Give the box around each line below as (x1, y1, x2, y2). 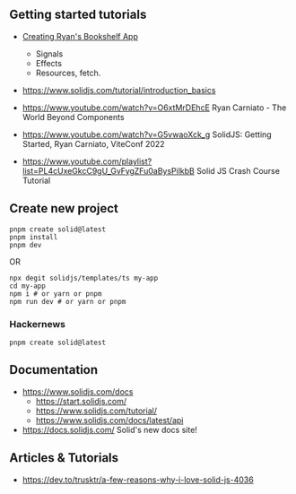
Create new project (9, 201, 118, 216)
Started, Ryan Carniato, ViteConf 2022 (22, 138, 165, 149)
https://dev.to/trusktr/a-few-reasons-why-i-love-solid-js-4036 (22, 474, 254, 485)
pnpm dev (9, 240, 42, 249)
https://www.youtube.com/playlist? (22, 156, 152, 167)
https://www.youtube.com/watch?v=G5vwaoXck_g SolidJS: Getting (22, 129, 272, 140)
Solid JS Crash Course (196, 165, 281, 176)
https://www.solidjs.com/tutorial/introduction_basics (22, 84, 216, 95)
